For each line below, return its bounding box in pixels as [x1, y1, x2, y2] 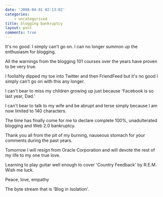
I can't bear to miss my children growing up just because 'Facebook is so [5, 88, 154, 94]
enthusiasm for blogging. [5, 49, 56, 55]
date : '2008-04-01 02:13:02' [5, 7, 65, 12]
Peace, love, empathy [5, 177, 49, 182]
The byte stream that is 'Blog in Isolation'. [5, 186, 89, 192]
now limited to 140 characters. [5, 108, 67, 114]
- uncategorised [14, 16, 48, 21]
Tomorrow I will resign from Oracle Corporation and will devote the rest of [5, 147, 155, 153]
